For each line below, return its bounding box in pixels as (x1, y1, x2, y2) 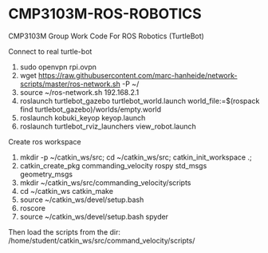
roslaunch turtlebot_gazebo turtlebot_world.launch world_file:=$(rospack (19, 96, 260, 105)
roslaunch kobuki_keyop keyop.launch (19, 113, 146, 122)
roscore (19, 203, 46, 212)
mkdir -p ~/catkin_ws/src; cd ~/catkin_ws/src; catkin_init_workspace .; (19, 152, 253, 162)
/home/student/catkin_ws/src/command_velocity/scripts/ (8, 235, 195, 245)
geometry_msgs (19, 169, 73, 179)
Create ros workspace (8, 136, 81, 146)
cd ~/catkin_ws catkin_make (19, 186, 114, 196)
